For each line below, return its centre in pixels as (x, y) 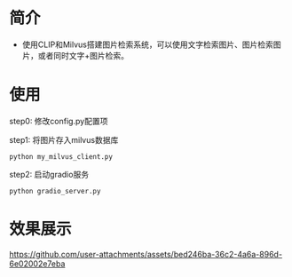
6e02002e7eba (37, 264)
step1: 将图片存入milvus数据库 (64, 139)
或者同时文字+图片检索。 (83, 55)
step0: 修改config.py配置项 (59, 121)
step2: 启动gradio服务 (49, 174)
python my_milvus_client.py (61, 156)
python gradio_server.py (55, 191)
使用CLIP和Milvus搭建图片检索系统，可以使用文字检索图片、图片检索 (147, 44)
